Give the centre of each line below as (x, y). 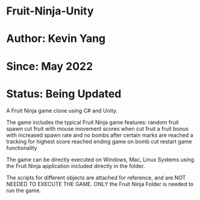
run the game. (23, 190)
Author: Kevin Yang (56, 39)
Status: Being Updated (64, 94)
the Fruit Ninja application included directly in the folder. (76, 166)
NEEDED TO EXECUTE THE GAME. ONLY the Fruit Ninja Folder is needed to (100, 184)
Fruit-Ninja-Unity (50, 11)
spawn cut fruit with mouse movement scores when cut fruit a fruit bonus (97, 128)
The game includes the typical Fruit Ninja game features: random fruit (92, 122)
